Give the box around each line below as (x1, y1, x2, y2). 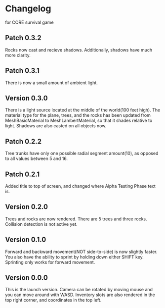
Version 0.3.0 (5, 94, 48, 102)
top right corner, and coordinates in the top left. (5, 297, 102, 303)
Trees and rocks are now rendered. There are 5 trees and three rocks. (5, 216, 147, 222)
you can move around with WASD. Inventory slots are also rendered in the (5, 292, 156, 298)
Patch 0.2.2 (5, 137, 42, 146)
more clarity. (5, 52, 31, 58)
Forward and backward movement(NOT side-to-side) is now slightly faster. (5, 249, 158, 255)
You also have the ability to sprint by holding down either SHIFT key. (5, 254, 144, 260)
